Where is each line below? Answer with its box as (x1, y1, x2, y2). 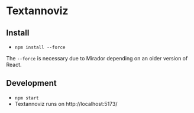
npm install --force (14, 44, 66, 50)
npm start (14, 95, 40, 101)
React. (6, 61, 22, 68)
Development (6, 78, 57, 88)
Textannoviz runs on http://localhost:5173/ (14, 100, 118, 107)
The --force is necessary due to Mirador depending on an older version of (6, 55, 188, 62)
